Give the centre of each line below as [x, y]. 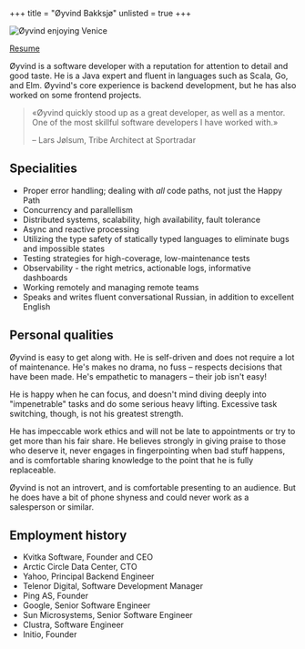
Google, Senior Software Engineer [86, 605]
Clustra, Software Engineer [73, 625]
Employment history [68, 536]
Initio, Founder [50, 634]
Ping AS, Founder [56, 596]
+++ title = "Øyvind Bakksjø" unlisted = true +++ [100, 13]
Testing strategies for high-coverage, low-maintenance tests [136, 258]
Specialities [43, 169]
